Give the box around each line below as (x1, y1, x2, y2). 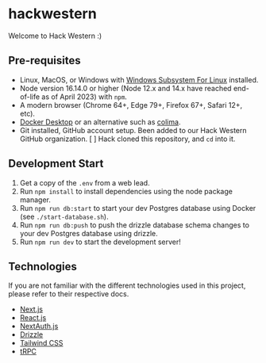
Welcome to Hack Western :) (8, 31, 102, 40)
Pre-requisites (8, 54, 81, 67)
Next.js (19, 304, 44, 314)
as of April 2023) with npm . (41, 92, 127, 101)
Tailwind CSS (19, 338, 64, 348)
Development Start (8, 157, 104, 170)
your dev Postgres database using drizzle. (19, 228, 159, 238)
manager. (19, 195, 52, 204)
